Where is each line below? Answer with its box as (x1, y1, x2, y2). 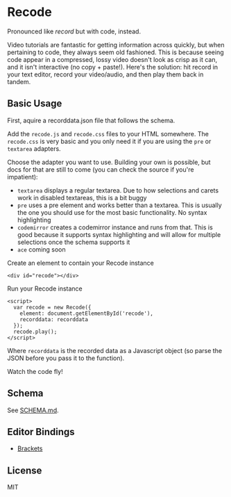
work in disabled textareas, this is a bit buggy (17, 193, 147, 202)
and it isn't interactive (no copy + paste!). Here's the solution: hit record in (7, 63, 219, 71)
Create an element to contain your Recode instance (7, 259, 155, 267)
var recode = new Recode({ (13, 304, 92, 311)
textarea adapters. (7, 144, 61, 153)
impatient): (7, 172, 38, 181)
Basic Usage (7, 98, 62, 110)
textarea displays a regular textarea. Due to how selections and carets (17, 186, 219, 195)
